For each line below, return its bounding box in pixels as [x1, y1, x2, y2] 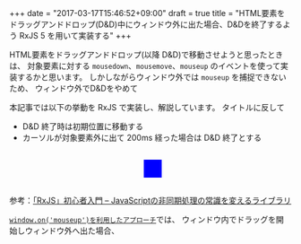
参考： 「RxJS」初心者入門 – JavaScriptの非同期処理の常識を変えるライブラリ [9, 196, 292, 205]
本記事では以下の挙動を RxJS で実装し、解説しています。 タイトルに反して [9, 102, 285, 112]
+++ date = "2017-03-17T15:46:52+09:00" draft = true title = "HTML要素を [9, 8, 286, 18]
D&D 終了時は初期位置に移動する [21, 121, 143, 132]
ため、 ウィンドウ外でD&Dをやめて [9, 83, 139, 93]
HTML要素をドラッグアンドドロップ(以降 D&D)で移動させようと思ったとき [9, 49, 284, 60]
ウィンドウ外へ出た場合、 [24, 225, 119, 236]
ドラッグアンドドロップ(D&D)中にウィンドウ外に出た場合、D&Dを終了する [9, 19, 284, 30]
